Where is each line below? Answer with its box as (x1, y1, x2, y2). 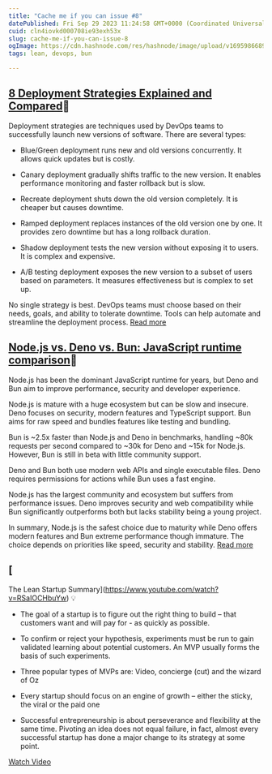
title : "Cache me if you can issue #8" (8, 11, 143, 20)
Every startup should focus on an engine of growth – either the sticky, (19, 691, 253, 701)
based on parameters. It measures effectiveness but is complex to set (19, 275, 253, 285)
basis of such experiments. (19, 651, 111, 661)
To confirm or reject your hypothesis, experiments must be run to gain (19, 634, 254, 643)
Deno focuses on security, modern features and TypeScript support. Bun (8, 407, 252, 418)
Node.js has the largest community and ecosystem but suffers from (8, 489, 234, 499)
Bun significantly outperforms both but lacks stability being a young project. (8, 506, 261, 516)
